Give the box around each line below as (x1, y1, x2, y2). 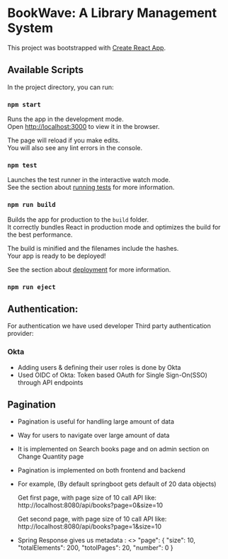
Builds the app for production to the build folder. (7, 215, 149, 224)
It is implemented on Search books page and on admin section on (17, 445, 210, 453)
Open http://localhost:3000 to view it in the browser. (7, 123, 160, 131)
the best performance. (7, 230, 73, 239)
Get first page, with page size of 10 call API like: (17, 494, 157, 502)
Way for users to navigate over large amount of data (17, 431, 170, 440)
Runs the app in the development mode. (7, 115, 124, 123)
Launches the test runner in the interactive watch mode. (7, 176, 171, 184)
